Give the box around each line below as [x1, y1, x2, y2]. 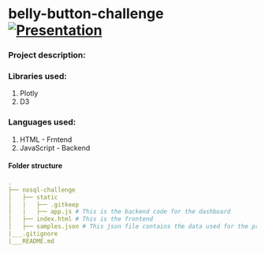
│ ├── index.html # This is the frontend [8, 215, 154, 223]
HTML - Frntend [19, 135, 73, 144]
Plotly [19, 88, 39, 99]
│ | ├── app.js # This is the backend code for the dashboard [8, 208, 231, 216]
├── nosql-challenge [8, 186, 77, 194]
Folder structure [8, 161, 63, 170]
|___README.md [8, 237, 55, 245]
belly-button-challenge [8, 5, 164, 23]
